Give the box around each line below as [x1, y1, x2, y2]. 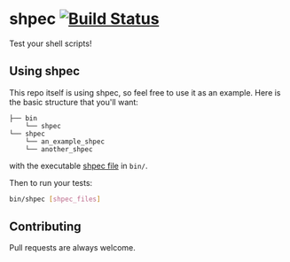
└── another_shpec [25, 144, 93, 154]
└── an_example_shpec [25, 137, 105, 146]
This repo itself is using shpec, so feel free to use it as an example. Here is [9, 87, 281, 97]
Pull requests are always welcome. [9, 243, 136, 253]
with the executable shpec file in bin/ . [9, 160, 148, 171]
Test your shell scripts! [9, 38, 92, 49]
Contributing [9, 220, 82, 235]
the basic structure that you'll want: [9, 96, 139, 107]
